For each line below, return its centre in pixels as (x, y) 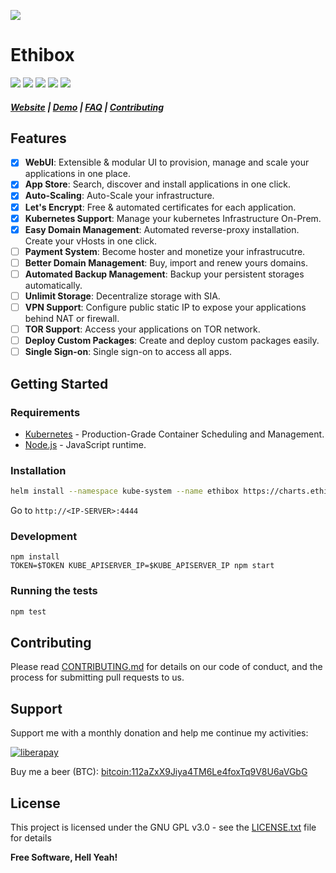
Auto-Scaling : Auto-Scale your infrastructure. (119, 196)
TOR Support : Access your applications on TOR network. (142, 329)
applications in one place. (77, 174)
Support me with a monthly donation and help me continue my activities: (159, 733)
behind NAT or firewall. (72, 319)
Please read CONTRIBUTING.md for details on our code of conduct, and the (166, 667)
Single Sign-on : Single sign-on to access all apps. (128, 352)
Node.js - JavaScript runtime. (85, 444)
